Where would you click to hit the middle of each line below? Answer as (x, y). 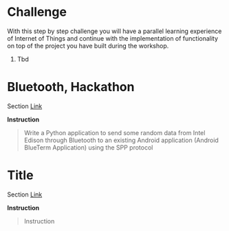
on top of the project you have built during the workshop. (88, 46)
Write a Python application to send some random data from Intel (115, 132)
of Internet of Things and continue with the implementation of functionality (113, 38)
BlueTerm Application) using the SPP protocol (88, 147)
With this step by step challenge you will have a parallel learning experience (115, 31)
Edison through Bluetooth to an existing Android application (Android (121, 140)
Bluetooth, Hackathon (71, 87)
